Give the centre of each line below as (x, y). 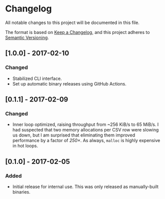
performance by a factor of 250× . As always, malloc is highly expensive (86, 140)
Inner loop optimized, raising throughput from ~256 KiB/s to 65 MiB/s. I (85, 124)
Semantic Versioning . (27, 37)
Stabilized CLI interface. (37, 78)
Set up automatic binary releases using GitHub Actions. (69, 83)
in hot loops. (25, 146)
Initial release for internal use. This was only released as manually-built (85, 186)
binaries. (21, 192)
